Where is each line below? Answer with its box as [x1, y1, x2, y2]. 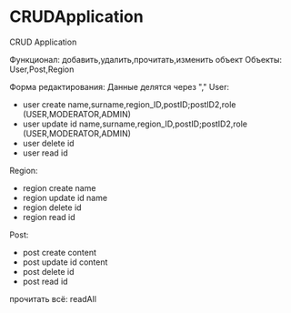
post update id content [22, 257, 108, 268]
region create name [22, 182, 96, 193]
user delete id [22, 137, 75, 148]
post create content [22, 247, 97, 257]
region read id [22, 211, 75, 222]
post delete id [22, 266, 75, 277]
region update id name [22, 192, 107, 203]
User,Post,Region [9, 64, 75, 75]
